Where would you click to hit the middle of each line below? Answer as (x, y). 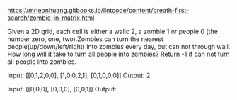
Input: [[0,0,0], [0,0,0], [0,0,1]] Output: (62, 89)
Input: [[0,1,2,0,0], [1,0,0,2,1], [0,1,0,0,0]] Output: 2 (79, 75)
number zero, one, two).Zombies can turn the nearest (86, 39)
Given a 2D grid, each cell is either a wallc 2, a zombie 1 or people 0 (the (112, 32)
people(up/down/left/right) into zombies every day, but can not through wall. (119, 46)
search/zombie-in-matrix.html (51, 18)
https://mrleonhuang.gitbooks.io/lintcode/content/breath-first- (98, 10)
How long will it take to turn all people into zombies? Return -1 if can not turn (118, 54)
